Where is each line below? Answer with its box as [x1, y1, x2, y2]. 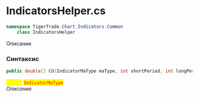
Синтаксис [6, 54, 40, 63]
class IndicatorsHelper [17, 29, 76, 35]
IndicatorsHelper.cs [6, 4, 106, 18]
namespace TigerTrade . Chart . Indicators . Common [6, 24, 123, 30]
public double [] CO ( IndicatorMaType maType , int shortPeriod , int [6, 68, 174, 74]
